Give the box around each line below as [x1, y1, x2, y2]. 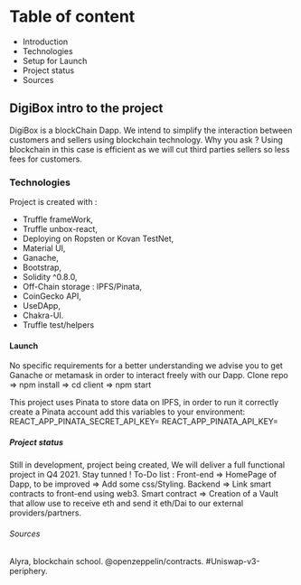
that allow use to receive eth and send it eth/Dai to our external [9, 498, 244, 509]
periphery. [9, 566, 48, 577]
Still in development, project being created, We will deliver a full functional [9, 460, 286, 470]
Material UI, [22, 243, 66, 254]
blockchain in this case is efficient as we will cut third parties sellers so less [9, 144, 290, 154]
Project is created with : [9, 197, 98, 208]
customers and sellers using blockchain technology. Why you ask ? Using [9, 134, 283, 145]
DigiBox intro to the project [9, 101, 164, 116]
